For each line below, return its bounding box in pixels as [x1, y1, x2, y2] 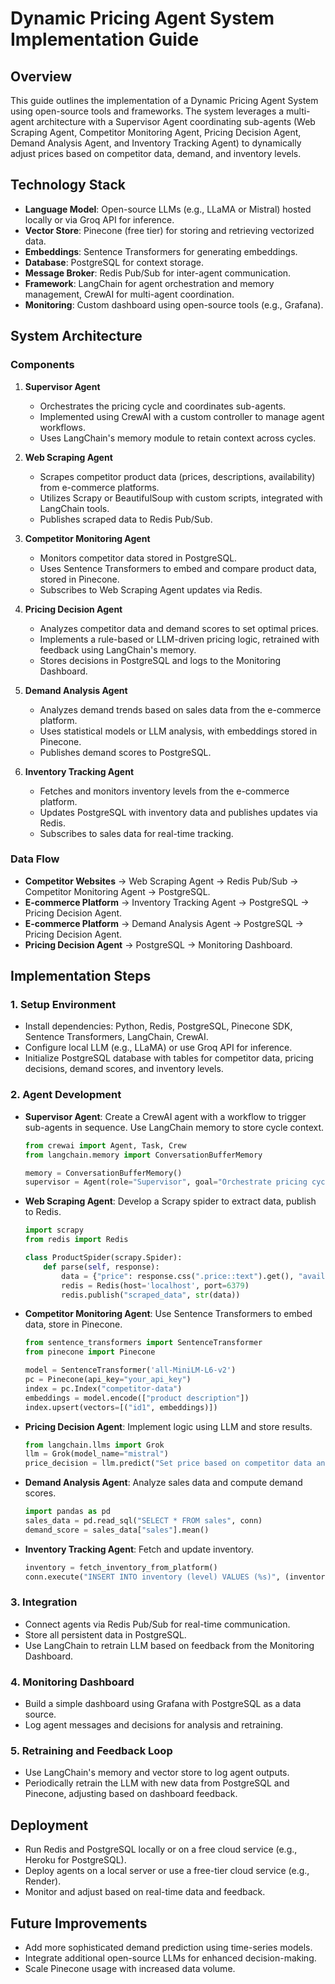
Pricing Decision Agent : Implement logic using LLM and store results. [24, 1420, 313, 1432]
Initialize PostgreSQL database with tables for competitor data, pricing [24, 1052, 314, 1064]
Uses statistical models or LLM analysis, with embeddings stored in [39, 725, 318, 737]
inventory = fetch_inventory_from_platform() [24, 1562, 218, 1572]
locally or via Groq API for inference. [24, 213, 175, 226]
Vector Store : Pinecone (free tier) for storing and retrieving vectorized [24, 224, 315, 236]
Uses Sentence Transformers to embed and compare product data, [39, 562, 317, 574]
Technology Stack [10, 177, 126, 194]
